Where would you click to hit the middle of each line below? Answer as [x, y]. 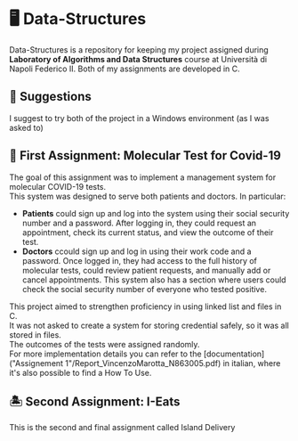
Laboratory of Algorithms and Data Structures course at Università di [138, 59]
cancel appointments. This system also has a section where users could [154, 280]
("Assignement [36, 363]
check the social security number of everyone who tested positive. [144, 289]
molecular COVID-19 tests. [58, 186]
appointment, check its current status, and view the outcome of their [148, 232]
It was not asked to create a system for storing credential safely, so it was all [149, 325]
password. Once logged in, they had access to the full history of [140, 260]
